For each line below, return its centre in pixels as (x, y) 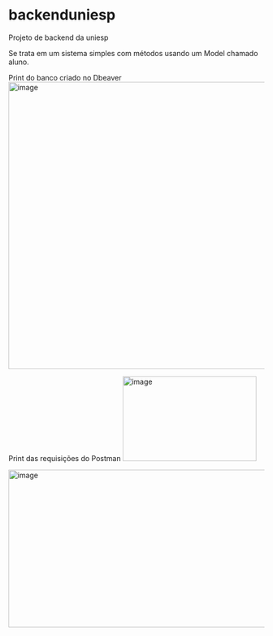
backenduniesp (62, 15)
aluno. (19, 62)
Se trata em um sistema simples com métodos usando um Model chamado (133, 53)
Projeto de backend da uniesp (58, 37)
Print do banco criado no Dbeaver (65, 77)
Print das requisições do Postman (65, 458)
